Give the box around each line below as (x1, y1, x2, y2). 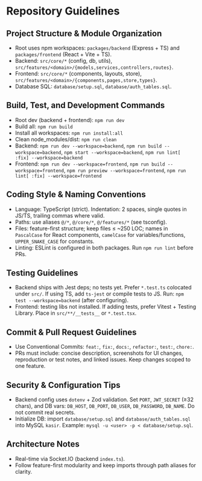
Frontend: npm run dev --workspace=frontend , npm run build (14, 160, 165, 167)
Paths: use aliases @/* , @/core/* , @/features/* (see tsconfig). (14, 218, 168, 225)
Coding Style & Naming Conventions (6, 189, 146, 200)
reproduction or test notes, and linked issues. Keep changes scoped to (14, 356, 191, 363)
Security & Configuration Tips (6, 379, 121, 390)
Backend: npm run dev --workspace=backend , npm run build (14, 142, 162, 149)
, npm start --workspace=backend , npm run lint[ (61, 148, 181, 155)
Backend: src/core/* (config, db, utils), (14, 57, 113, 64)
